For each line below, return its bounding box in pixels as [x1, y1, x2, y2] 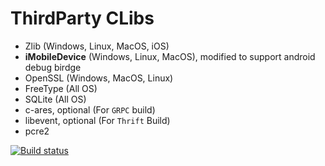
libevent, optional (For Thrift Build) [24, 114, 171, 126]
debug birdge [24, 61, 82, 73]
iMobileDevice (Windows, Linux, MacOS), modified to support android [24, 50, 316, 62]
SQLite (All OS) [24, 93, 87, 105]
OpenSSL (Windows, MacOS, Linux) [24, 72, 174, 84]
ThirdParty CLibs [10, 7, 155, 30]
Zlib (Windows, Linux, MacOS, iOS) [24, 40, 170, 52]
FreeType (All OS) [24, 82, 98, 94]
